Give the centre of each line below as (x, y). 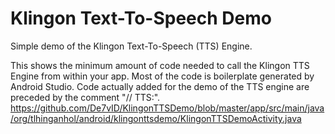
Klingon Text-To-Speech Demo (141, 18)
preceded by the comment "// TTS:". (85, 97)
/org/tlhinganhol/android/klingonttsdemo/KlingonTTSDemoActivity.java (156, 118)
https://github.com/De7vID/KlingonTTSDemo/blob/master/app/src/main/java (167, 108)
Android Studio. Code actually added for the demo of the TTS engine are (160, 86)
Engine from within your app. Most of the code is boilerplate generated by (162, 76)
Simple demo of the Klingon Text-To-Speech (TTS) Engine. (131, 46)
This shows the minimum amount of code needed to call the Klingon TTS (160, 65)
